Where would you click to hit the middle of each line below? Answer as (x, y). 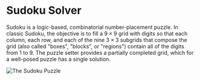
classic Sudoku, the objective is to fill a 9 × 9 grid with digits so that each (97, 33)
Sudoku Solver (44, 11)
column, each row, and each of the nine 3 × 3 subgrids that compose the (97, 40)
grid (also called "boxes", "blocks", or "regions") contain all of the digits (95, 46)
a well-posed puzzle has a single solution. (58, 59)
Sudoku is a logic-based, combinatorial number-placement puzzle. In (92, 27)
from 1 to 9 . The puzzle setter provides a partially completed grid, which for (100, 52)
